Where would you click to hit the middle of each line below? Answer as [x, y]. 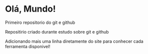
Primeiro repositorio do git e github [40, 22]
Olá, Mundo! [31, 9]
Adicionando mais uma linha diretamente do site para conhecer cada [74, 41]
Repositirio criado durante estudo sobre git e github [57, 32]
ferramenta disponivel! [28, 46]
